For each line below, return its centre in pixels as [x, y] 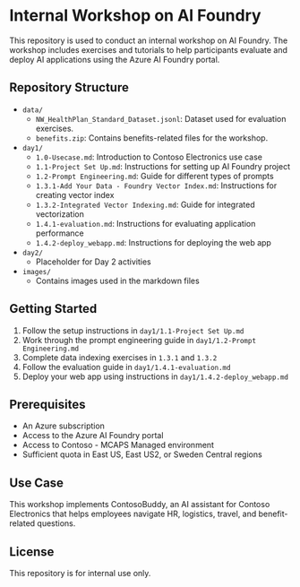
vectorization [60, 214]
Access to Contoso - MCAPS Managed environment [118, 445]
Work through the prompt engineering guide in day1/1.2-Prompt [139, 340]
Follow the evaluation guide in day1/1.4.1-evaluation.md [126, 367]
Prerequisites [47, 404]
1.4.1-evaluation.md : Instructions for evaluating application [146, 223]
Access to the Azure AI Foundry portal [93, 436]
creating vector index [75, 194]
